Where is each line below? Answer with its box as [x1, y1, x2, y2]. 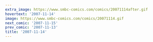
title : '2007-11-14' [5, 29, 48, 34]
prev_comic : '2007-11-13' [5, 25, 58, 30]
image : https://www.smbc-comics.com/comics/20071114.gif [5, 16, 124, 21]
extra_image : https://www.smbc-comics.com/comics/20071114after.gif [5, 7, 148, 12]
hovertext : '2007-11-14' [5, 12, 56, 16]
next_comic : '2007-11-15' [5, 20, 58, 26]
